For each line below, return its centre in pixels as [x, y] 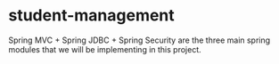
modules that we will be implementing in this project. [105, 49]
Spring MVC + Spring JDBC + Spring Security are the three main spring [139, 40]
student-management [91, 16]
